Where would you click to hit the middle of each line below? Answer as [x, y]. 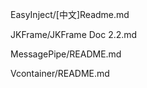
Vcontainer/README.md [60, 73]
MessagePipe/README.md [66, 54]
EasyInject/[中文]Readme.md [70, 14]
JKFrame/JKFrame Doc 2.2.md [74, 34]
